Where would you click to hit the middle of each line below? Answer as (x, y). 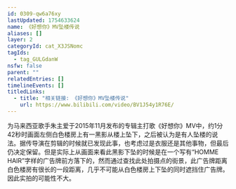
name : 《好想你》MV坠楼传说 (44, 27)
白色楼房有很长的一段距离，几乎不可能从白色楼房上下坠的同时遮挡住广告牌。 (118, 169)
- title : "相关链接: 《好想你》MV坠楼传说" (71, 99)
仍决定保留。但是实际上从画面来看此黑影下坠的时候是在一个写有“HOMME (113, 152)
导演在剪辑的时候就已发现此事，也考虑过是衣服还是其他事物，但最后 (130, 143)
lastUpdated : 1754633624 (44, 20)
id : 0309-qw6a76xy (34, 14)
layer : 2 (20, 40)
